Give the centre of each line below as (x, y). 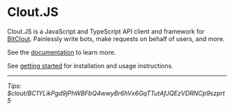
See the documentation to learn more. (62, 52)
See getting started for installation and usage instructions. (91, 65)
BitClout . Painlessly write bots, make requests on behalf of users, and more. (116, 38)
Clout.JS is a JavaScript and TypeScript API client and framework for (106, 31)
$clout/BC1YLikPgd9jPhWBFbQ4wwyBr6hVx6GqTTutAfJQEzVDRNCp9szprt (116, 93)
